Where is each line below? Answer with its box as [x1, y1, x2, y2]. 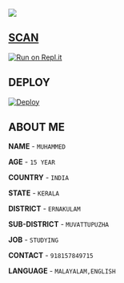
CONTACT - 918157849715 [8, 251, 94, 260]
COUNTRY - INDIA [8, 173, 70, 183]
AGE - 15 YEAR [8, 157, 56, 167]
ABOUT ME [8, 121, 66, 134]
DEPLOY [8, 76, 50, 89]
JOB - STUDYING [8, 235, 58, 244]
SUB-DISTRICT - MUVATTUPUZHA [8, 219, 110, 229]
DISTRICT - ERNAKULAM [8, 204, 82, 214]
